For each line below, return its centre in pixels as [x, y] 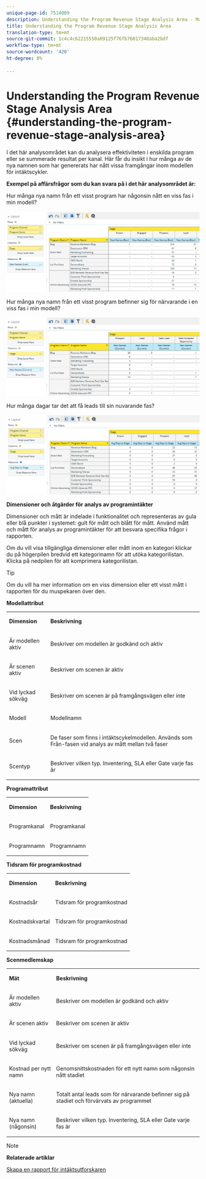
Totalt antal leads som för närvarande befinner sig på [123, 1094]
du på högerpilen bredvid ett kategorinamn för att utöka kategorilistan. [95, 554]
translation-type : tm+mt [38, 33]
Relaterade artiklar [31, 1157]
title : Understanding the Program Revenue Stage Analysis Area [89, 26]
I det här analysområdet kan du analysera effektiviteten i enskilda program [100, 152]
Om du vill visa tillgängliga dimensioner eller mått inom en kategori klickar [99, 547]
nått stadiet [70, 1075]
